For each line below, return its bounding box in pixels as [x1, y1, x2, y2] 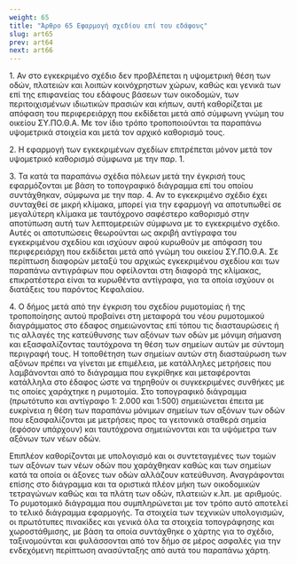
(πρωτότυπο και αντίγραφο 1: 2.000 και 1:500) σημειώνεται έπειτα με [9, 396, 264, 407]
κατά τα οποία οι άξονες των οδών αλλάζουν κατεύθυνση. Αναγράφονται [9, 470, 285, 481]
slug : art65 [9, 29, 53, 38]
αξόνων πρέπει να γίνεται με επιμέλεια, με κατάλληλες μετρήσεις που [9, 358, 272, 369]
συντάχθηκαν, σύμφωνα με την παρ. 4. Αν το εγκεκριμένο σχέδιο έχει [9, 190, 268, 201]
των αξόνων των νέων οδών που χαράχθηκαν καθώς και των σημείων [9, 460, 272, 471]
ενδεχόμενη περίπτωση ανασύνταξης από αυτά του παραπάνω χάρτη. [9, 545, 270, 556]
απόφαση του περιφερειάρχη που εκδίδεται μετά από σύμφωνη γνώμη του [9, 108, 285, 119]
